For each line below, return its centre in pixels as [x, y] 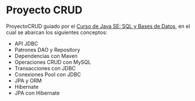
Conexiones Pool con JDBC [48, 74]
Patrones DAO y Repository [47, 49]
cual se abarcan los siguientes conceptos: [57, 32]
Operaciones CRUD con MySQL [53, 62]
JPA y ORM [28, 80]
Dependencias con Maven [46, 56]
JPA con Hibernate [37, 93]
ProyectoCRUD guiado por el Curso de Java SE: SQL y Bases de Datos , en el [98, 26]
